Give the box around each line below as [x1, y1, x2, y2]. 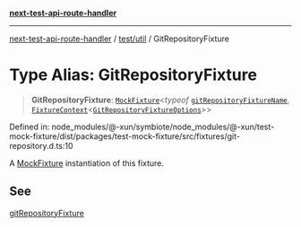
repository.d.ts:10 [9, 140, 73, 151]
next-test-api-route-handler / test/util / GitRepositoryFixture [9, 33, 230, 44]
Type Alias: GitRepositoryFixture [9, 65, 258, 85]
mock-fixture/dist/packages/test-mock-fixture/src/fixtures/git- [9, 130, 240, 142]
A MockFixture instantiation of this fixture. [9, 157, 164, 169]
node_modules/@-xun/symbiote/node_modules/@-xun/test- [51, 121, 275, 132]
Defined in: [9, 121, 50, 132]
